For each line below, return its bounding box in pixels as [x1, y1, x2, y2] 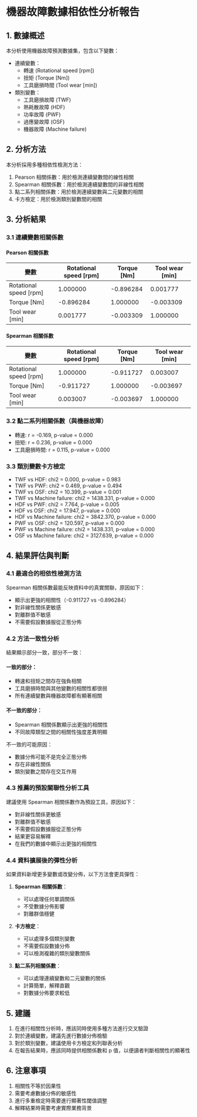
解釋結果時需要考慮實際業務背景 [14, 1104, 92, 1111]
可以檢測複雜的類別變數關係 [23, 950, 91, 957]
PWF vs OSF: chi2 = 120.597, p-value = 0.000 [14, 520, 125, 527]
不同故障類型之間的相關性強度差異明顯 [14, 728, 107, 735]
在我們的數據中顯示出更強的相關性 [14, 840, 97, 847]
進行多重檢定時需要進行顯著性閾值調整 [14, 1097, 107, 1104]
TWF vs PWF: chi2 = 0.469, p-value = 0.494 [14, 482, 122, 490]
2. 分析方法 [6, 144, 46, 154]
